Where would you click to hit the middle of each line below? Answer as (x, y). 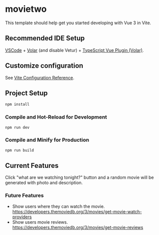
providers (22, 217)
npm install (17, 105)
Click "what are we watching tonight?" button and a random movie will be (79, 177)
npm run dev (17, 127)
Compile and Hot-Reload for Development (56, 117)
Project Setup (27, 93)
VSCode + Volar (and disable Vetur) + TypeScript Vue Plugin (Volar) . (75, 50)
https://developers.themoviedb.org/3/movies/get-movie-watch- (77, 211)
